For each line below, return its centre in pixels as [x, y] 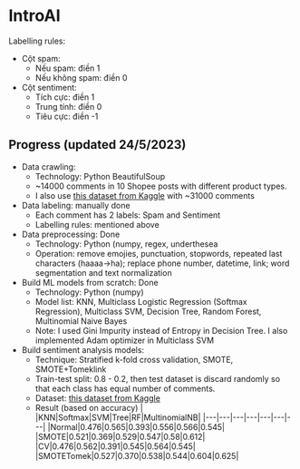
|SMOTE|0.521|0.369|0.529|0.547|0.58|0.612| [120, 436]
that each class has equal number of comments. [125, 388]
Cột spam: [41, 58]
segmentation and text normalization [104, 272]
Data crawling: [48, 166]
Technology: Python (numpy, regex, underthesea [126, 244]
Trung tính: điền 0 [68, 106]
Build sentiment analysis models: [83, 349]
